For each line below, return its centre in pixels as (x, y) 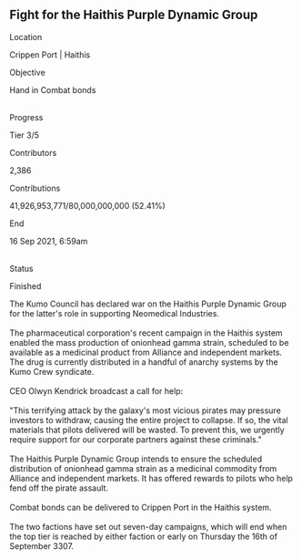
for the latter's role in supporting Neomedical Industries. (115, 313)
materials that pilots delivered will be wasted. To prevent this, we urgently (147, 430)
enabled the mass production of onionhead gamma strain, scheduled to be (149, 342)
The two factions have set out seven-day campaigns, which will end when (148, 526)
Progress (26, 117)
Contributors (33, 152)
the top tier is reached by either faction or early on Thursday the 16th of (143, 536)
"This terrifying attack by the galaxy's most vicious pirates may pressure (146, 410)
